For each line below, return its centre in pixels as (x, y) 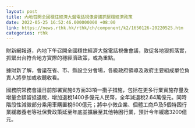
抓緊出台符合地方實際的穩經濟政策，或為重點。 (62, 58)
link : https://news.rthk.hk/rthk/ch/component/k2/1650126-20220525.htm (95, 28)
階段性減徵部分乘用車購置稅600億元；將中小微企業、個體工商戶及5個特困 (94, 105)
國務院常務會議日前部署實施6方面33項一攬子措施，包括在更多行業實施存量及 (97, 90)
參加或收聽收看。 (42, 78)
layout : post (22, 11)
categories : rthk (27, 33)
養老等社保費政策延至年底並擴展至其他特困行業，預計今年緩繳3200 (102, 112)
